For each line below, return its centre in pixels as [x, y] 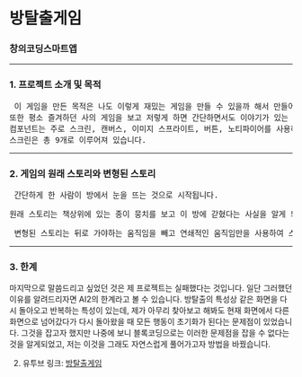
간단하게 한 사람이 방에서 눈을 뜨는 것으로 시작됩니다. [116, 195]
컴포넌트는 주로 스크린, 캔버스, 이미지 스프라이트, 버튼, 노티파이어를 [141, 128]
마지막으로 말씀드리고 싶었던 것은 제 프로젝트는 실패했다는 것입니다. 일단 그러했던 [151, 288]
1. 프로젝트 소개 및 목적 [55, 84]
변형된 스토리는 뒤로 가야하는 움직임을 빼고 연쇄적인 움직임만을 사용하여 [149, 233]
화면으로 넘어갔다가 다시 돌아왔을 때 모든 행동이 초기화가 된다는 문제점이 [135, 322]
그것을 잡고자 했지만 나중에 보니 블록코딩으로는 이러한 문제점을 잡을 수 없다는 [155, 333]
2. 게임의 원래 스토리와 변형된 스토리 [83, 173]
